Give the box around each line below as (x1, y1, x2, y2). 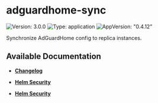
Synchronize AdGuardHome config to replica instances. (6, 34, 142, 41)
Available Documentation (6, 51, 102, 62)
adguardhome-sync (6, 4, 107, 17)
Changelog (14, 67, 43, 74)
